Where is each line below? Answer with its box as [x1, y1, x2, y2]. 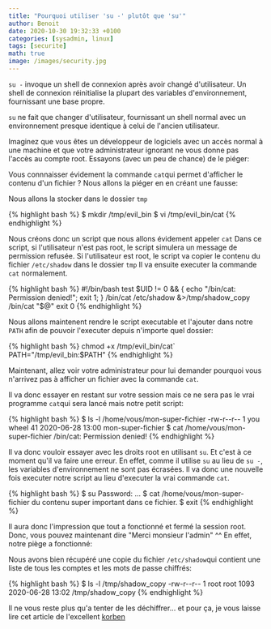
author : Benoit [8, 19, 60, 28]
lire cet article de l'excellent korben [8, 611, 125, 621]
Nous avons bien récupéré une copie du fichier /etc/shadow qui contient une [8, 554, 261, 564]
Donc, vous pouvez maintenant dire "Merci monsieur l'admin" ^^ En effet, [8, 530, 252, 540]
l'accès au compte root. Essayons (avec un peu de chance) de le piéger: [8, 153, 249, 163]
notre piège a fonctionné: [8, 538, 93, 548]
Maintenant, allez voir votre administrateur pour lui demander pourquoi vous [8, 366, 262, 375]
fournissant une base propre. [8, 96, 105, 106]
